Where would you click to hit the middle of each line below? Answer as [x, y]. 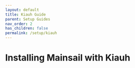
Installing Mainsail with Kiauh [68, 58]
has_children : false [27, 28]
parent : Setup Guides [28, 19]
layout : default [22, 10]
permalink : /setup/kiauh [31, 33]
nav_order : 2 [19, 24]
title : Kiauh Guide [26, 14]
